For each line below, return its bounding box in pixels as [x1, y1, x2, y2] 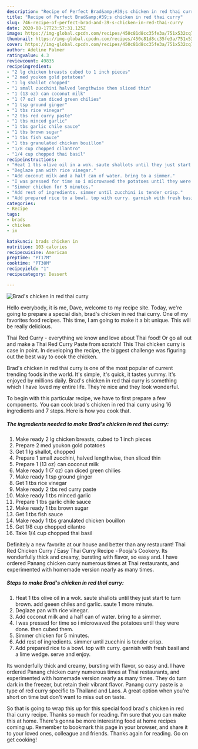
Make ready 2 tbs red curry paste [15, 486, 96, 493]
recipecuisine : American [6, 249, 68, 255]
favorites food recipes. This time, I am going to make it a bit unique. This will [6, 316, 191, 324]
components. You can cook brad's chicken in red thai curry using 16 [6, 401, 172, 408]
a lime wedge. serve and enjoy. [15, 651, 91, 658]
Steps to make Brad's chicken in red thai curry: [6, 579, 124, 586]
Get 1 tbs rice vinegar [15, 479, 67, 486]
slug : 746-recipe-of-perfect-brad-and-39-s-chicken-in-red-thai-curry [6, 19, 183, 25]
